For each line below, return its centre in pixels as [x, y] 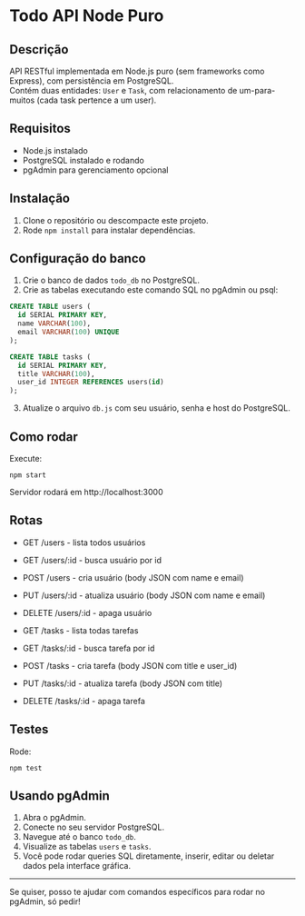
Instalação [40, 199]
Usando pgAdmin [60, 796]
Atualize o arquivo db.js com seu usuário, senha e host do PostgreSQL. [156, 408]
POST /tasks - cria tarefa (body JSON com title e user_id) [130, 665]
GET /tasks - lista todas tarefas [80, 630]
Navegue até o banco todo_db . [79, 837]
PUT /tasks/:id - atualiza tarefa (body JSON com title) [123, 683]
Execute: [26, 458]
